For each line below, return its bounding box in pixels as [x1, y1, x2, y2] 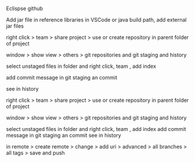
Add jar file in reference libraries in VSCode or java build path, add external [6, 16, 187, 23]
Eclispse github [6, 5, 43, 12]
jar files [6, 23, 24, 29]
